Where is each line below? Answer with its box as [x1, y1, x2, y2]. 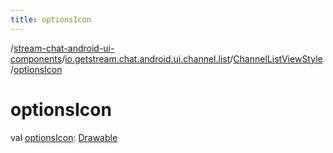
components [10, 52, 63, 65]
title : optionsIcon [10, 14, 92, 25]
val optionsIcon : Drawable [10, 131, 118, 143]
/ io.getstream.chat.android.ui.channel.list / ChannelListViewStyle [61, 52, 323, 65]
